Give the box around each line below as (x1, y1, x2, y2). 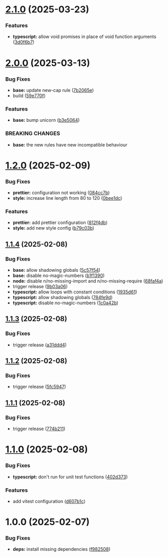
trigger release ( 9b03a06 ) (12, 284, 68, 290)
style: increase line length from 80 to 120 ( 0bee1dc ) (12, 195, 122, 201)
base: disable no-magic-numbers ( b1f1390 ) (12, 272, 105, 278)
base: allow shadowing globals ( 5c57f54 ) (12, 267, 101, 273)
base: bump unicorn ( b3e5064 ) (12, 117, 80, 123)
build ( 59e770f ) (12, 92, 46, 99)
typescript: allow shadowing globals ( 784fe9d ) (12, 294, 113, 301)
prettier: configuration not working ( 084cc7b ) (12, 190, 110, 196)
